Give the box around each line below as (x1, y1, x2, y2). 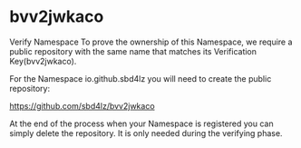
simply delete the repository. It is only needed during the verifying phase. (9, 127, 283, 138)
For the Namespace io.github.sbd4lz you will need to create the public (9, 73, 272, 84)
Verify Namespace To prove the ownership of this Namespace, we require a (9, 36, 293, 47)
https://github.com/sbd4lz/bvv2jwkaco (9, 100, 156, 111)
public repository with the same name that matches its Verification (9, 45, 257, 56)
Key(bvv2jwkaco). (9, 55, 77, 66)
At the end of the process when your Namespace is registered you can (9, 118, 274, 129)
